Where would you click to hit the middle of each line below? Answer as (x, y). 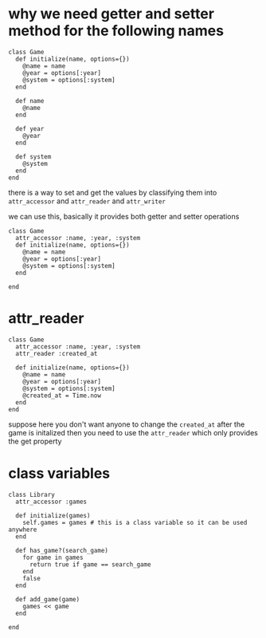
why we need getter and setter (111, 14)
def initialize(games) (53, 515)
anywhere (23, 530)
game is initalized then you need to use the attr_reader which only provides (133, 432)
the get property (35, 441)
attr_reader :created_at (57, 353)
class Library (32, 494)
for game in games (53, 557)
